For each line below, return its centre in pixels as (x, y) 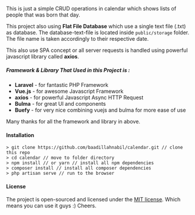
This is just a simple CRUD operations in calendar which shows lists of (91, 9)
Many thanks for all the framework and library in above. (73, 121)
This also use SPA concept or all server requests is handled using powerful (97, 50)
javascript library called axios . (43, 56)
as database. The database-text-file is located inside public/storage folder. (98, 32)
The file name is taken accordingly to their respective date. (77, 39)
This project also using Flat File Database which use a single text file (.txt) (96, 26)
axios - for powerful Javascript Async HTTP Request (79, 97)
